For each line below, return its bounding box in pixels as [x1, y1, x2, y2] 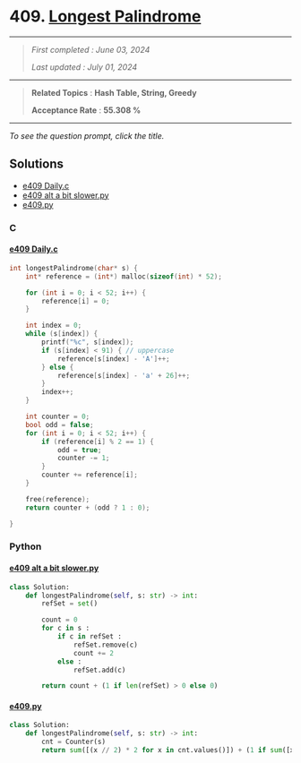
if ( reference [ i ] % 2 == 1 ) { [41, 437, 154, 446]
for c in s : [41, 624, 90, 633]
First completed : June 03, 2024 [30, 44, 150, 55]
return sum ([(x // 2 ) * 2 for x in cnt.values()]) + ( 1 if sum [41, 746, 283, 755]
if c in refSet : [56, 632, 123, 641]
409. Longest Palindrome [9, 6, 202, 27]
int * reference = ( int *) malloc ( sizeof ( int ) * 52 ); [25, 271, 222, 281]
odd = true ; [56, 445, 102, 454]
